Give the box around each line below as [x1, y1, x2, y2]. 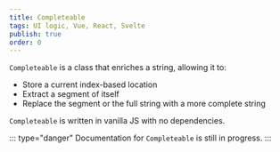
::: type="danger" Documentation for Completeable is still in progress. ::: [9, 132, 272, 143]
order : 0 [9, 37, 42, 47]
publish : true [9, 29, 62, 38]
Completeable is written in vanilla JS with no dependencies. [9, 116, 226, 126]
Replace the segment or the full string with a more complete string [21, 99, 266, 109]
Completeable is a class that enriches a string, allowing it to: [9, 62, 227, 73]
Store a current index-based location [21, 79, 158, 90]
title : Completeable [9, 12, 86, 22]
